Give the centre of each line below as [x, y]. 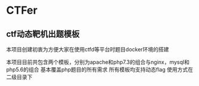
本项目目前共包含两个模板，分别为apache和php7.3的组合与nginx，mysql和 [98, 62]
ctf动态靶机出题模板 [43, 34]
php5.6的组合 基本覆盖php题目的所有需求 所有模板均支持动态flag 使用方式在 [99, 70]
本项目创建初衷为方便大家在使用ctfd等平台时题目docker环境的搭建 [88, 49]
